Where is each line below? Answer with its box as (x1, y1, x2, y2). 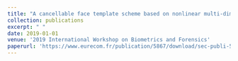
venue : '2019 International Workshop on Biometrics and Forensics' (7, 36, 211, 43)
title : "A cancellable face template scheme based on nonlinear (7, 10, 201, 18)
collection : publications (7, 17, 84, 24)
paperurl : (7, 43, 37, 50)
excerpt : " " (7, 23, 46, 30)
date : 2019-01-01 (7, 29, 59, 37)
